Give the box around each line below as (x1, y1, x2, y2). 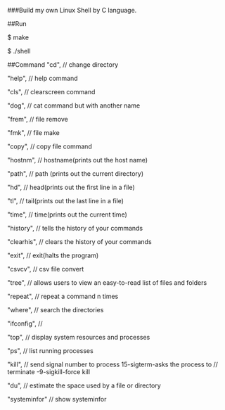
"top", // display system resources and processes (7, 333, 150, 341)
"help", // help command (7, 74, 79, 82)
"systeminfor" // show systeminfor (7, 395, 107, 403)
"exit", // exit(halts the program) (7, 251, 99, 260)
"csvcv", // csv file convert (7, 265, 84, 273)
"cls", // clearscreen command (7, 88, 96, 96)
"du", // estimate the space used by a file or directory (7, 381, 162, 390)
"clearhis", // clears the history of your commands (7, 238, 153, 245)
